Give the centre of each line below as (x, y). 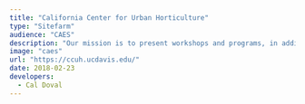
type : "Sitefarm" (42, 26)
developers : (32, 77)
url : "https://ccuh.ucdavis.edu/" (75, 60)
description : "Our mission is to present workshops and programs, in (144, 43)
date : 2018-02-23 (42, 69)
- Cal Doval (40, 85)
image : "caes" (36, 52)
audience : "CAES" (42, 34)
